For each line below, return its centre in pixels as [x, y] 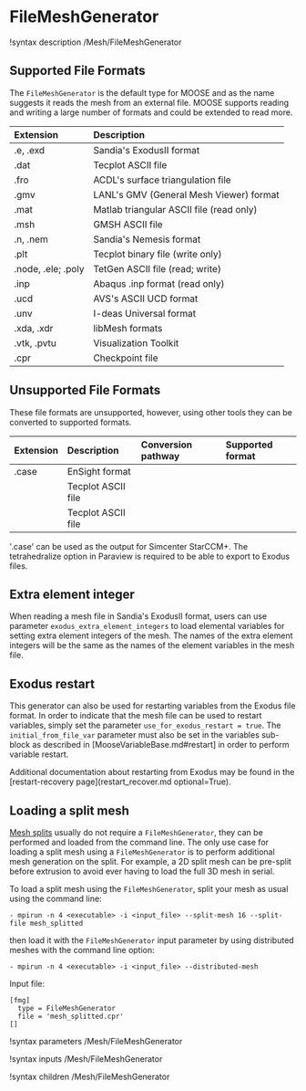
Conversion [167, 445]
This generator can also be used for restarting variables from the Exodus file [153, 706]
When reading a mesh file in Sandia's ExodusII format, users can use [138, 616]
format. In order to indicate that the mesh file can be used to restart [136, 716]
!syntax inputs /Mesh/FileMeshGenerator [86, 1059]
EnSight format [99, 471]
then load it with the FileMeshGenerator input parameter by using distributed [152, 940]
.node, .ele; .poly [49, 268]
